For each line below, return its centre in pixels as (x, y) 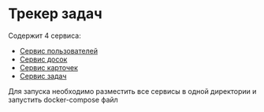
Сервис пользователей (59, 50)
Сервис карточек (49, 67)
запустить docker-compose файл (63, 99)
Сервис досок (43, 59)
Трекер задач (55, 14)
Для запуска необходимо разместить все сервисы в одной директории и (132, 91)
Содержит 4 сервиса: (45, 35)
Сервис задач (43, 76)
